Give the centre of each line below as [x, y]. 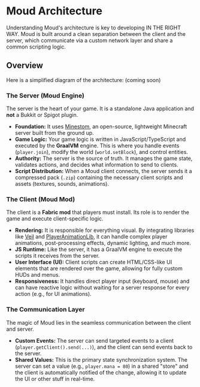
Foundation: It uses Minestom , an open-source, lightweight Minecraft [101, 126]
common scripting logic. [36, 47]
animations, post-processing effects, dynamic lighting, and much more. [103, 243]
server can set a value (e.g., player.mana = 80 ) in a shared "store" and [101, 366]
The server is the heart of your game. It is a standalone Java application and [100, 108]
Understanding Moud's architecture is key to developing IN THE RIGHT [94, 28]
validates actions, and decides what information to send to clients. [96, 165]
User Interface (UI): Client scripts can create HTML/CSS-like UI [93, 262]
